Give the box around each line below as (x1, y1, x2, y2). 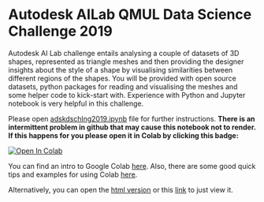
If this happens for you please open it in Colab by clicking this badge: (8, 130, 239, 140)
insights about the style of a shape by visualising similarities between (8, 65, 233, 74)
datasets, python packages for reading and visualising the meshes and (8, 81, 238, 92)
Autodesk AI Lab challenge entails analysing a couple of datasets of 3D (8, 48, 240, 58)
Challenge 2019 (8, 22, 113, 40)
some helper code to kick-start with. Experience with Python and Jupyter (8, 90, 246, 99)
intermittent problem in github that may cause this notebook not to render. (8, 122, 256, 132)
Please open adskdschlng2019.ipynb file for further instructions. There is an (8, 114, 255, 123)
